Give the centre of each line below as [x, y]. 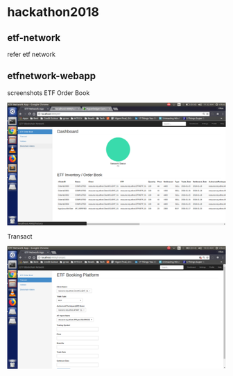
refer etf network [31, 54]
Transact [20, 236]
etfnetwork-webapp [51, 76]
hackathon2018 [53, 12]
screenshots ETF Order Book [49, 93]
